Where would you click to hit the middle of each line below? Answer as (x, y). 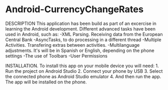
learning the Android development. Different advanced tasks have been (80, 28)
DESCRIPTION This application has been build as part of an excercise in (81, 23)
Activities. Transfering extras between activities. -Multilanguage (73, 45)
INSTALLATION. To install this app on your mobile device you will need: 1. (82, 66)
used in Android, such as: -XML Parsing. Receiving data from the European (84, 34)
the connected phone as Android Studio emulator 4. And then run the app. (83, 76)
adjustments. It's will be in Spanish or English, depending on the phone (80, 50)
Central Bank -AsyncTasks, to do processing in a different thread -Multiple (83, 40)
